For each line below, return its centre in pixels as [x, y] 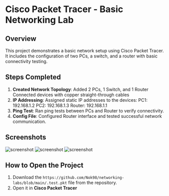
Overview [21, 39]
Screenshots [26, 137]
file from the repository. [92, 183]
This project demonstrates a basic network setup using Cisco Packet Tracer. [84, 51]
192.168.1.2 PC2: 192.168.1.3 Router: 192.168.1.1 [60, 105]
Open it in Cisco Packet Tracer [45, 188]
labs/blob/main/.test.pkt [40, 183]
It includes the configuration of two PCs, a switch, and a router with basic [81, 56]
